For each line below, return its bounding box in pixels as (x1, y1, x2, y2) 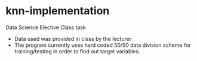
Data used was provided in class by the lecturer (14, 35, 132, 42)
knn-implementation (5, 4, 110, 18)
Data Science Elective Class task (5, 24, 86, 31)
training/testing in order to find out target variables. (14, 47, 141, 54)
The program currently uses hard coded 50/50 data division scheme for (14, 41, 192, 49)
